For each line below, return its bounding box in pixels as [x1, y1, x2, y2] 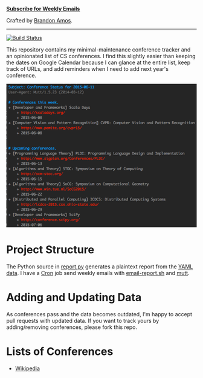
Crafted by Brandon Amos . [6, 17, 72, 24]
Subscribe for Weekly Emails [6, 5, 80, 12]
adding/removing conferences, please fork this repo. [6, 323, 138, 331]
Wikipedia [14, 365, 40, 372]
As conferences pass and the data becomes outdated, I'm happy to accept [6, 310, 192, 317]
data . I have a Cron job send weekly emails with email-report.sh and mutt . [6, 269, 190, 276]
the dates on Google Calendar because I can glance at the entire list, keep [6, 59, 191, 66]
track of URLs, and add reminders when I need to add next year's [6, 65, 169, 72]
